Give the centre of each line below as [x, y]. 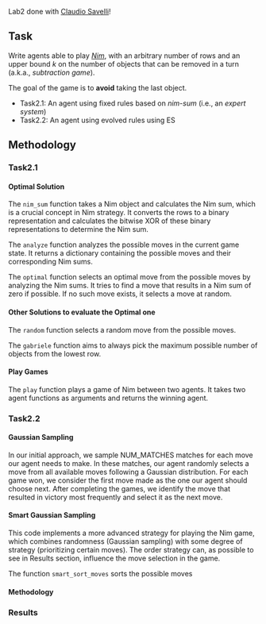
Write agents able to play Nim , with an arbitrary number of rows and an [124, 56]
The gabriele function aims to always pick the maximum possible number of [133, 345]
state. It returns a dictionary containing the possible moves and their [120, 253]
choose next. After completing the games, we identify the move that [120, 488]
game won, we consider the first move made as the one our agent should [128, 480]
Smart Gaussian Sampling [52, 515]
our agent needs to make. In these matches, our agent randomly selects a [129, 463]
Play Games [29, 372]
